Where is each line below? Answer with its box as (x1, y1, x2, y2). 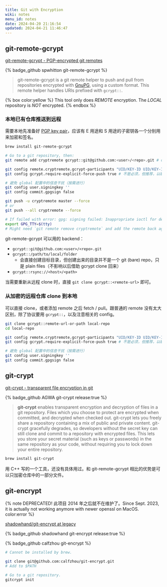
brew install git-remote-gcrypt (5, 144, 72, 149)
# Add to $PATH (5, 564, 37, 569)
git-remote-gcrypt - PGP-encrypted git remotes (5, 57, 103, 63)
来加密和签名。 (5, 134, 36, 140)
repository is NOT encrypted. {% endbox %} (5, 102, 96, 108)
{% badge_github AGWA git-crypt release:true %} (5, 394, 107, 400)
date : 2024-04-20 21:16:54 (5, 21, 61, 26)
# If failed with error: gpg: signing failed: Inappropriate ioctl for (5, 217, 157, 222)
